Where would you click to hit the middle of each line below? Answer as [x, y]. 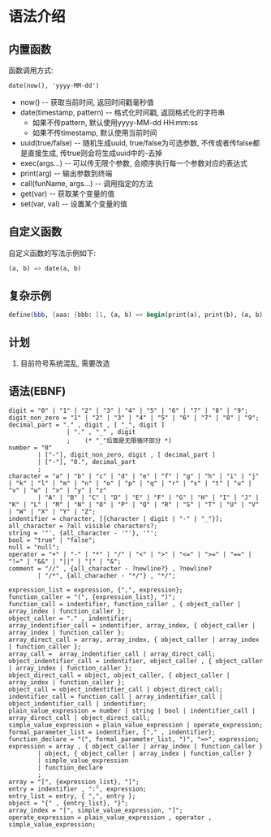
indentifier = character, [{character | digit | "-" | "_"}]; [116, 518]
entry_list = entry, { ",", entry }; [72, 796]
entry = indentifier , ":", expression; [78, 789]
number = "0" [30, 448]
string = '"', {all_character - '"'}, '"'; [83, 533]
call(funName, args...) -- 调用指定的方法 [87, 183]
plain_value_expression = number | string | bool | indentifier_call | [132, 711]
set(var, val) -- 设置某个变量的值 [73, 203]
